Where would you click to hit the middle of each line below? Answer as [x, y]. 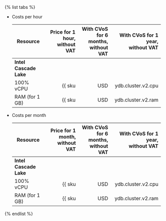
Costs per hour [27, 17]
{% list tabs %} [20, 7]
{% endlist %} [19, 214]
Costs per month [29, 115]
